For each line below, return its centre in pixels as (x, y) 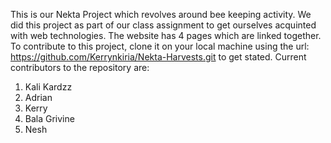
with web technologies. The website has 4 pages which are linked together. (166, 35)
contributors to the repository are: (80, 67)
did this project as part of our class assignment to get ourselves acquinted (163, 25)
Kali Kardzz (48, 87)
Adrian (38, 97)
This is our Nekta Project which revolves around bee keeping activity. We (161, 14)
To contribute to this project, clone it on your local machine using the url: (160, 46)
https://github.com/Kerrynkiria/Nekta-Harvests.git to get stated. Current (158, 57)
